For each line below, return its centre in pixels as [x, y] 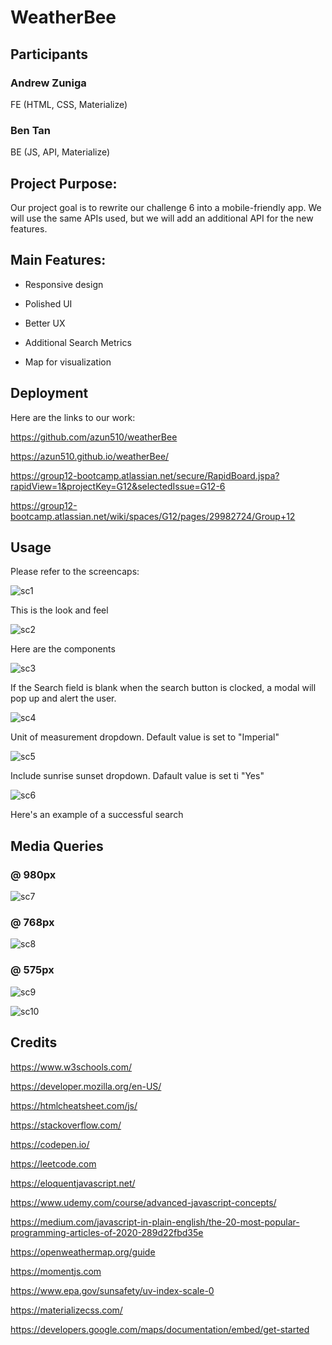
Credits [34, 1042]
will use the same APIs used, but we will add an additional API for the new [162, 218]
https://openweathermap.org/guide [83, 1252]
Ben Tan [31, 130]
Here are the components [63, 649]
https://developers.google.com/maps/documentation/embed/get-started [160, 1329]
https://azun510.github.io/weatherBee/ [90, 456]
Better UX [45, 323]
